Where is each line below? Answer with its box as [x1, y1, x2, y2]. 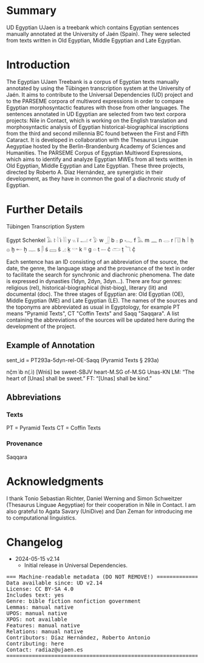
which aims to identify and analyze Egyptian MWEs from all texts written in [6, 156, 193, 163]
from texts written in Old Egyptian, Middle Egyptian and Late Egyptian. [6, 36, 182, 44]
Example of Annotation [6, 340, 95, 351]
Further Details [6, 203, 83, 216]
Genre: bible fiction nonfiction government [6, 598, 141, 605]
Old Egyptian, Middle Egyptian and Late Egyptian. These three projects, [6, 162, 185, 169]
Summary [6, 4, 56, 18]
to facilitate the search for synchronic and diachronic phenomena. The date [6, 271, 195, 278]
